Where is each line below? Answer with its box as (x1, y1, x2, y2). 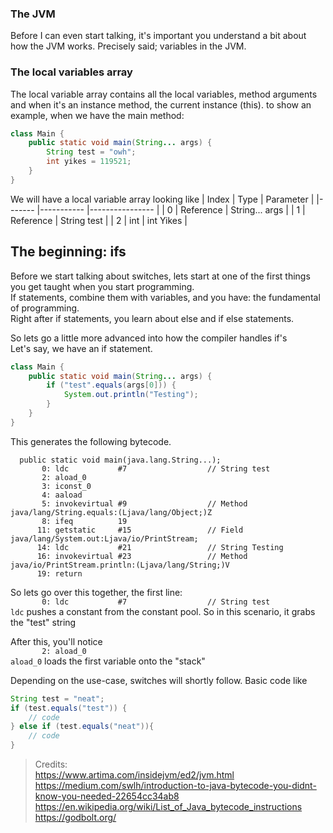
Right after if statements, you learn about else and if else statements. (10, 312, 295, 324)
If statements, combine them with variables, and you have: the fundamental (10, 291, 321, 303)
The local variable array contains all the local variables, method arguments (10, 88, 318, 100)
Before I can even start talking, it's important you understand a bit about (10, 30, 307, 42)
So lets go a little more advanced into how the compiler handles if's (10, 332, 288, 344)
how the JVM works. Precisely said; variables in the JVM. (10, 40, 247, 52)
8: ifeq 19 (41, 516, 128, 526)
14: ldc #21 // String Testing (36, 542, 284, 552)
